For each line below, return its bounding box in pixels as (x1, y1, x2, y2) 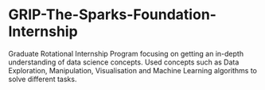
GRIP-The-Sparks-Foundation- (8, 6, 217, 24)
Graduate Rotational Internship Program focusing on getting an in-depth (8, 49, 244, 58)
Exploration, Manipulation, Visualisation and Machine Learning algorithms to (8, 65, 257, 75)
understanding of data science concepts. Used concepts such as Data (8, 57, 240, 67)
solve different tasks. (8, 74, 77, 84)
